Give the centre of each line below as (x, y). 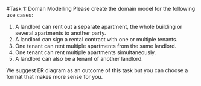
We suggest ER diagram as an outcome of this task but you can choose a (97, 70)
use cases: (20, 15)
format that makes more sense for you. (55, 77)
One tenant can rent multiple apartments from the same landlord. (96, 46)
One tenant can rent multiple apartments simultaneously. (85, 52)
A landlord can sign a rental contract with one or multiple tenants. (96, 39)
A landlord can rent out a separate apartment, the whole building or (99, 27)
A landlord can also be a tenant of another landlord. (79, 59)
